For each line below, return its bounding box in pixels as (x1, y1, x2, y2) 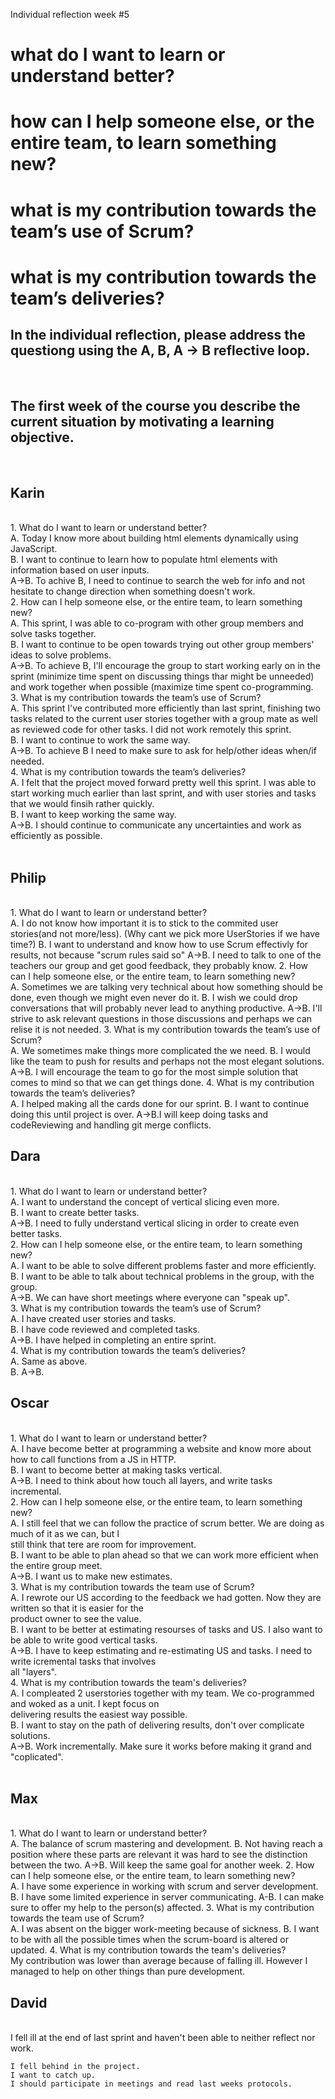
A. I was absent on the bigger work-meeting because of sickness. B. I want (10, 1923, 320, 1935)
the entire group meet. (10, 1559, 103, 1571)
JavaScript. (10, 543, 58, 555)
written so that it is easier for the (10, 1602, 144, 1614)
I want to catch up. (10, 2070, 97, 2081)
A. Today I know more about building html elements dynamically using (10, 532, 299, 544)
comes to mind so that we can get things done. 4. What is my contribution (10, 1077, 315, 1088)
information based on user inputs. (10, 564, 150, 576)
